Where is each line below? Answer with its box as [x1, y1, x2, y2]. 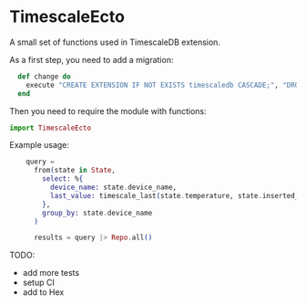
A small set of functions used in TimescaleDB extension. [9, 37, 221, 47]
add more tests [22, 268, 80, 279]
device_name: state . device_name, [49, 183, 178, 193]
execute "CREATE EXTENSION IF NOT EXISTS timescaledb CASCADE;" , [25, 80, 280, 89]
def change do [17, 71, 71, 81]
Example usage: [9, 140, 70, 151]
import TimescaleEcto [9, 123, 92, 132]
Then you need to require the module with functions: [9, 105, 207, 116]
